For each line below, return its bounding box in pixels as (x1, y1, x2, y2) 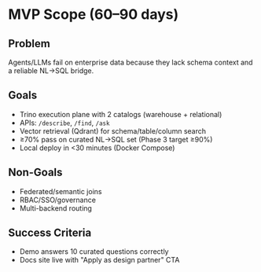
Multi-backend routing (19, 203, 93, 213)
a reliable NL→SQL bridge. (8, 66, 94, 75)
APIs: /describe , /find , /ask (19, 118, 110, 127)
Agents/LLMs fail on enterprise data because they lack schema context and (8, 57, 253, 67)
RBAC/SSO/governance (19, 195, 97, 204)
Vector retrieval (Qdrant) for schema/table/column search (19, 126, 207, 135)
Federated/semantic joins (19, 186, 102, 196)
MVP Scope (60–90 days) (8, 6, 179, 24)
